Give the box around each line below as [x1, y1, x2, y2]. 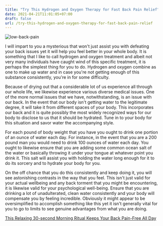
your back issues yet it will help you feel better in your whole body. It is [5, 49, 147, 54]
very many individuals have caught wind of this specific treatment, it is [5, 59, 146, 65]
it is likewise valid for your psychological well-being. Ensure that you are [5, 185, 149, 191]
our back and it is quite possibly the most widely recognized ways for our [5, 110, 152, 116]
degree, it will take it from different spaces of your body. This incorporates [5, 104, 154, 110]
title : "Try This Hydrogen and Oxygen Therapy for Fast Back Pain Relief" [5, 7, 160, 12]
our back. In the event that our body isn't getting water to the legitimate [5, 99, 147, 105]
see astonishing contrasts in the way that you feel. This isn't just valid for [5, 175, 150, 181]
